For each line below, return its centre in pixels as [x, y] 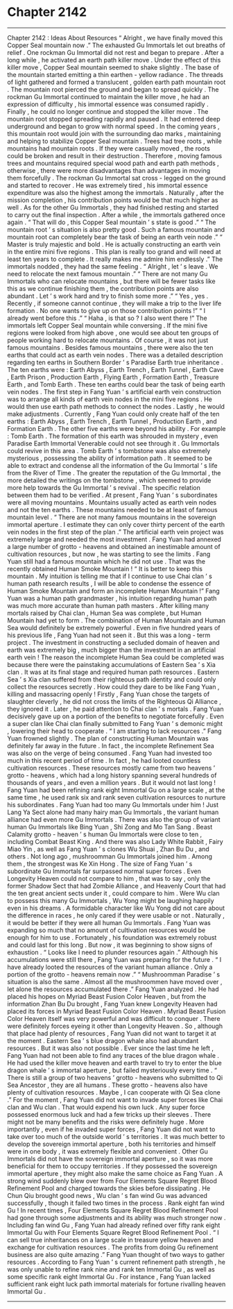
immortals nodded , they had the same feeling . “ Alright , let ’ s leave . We [113, 266]
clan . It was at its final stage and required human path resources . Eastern [113, 672]
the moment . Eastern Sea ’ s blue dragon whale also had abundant [103, 1040]
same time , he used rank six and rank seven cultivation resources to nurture [116, 797]
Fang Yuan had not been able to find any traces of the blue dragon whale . [113, 1055]
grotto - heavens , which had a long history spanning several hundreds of [112, 775]
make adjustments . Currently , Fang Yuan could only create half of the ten [113, 414]
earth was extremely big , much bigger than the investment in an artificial [112, 650]
